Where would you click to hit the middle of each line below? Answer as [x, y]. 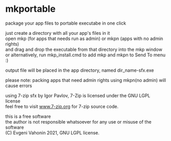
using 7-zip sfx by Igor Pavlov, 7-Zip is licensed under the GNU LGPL [78, 95]
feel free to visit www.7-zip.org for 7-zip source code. [62, 106]
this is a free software [28, 116]
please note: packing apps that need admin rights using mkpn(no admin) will [86, 80]
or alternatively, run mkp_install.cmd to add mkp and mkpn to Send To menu [86, 55]
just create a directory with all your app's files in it [58, 33]
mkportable [31, 9]
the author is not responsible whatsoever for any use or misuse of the [78, 122]
